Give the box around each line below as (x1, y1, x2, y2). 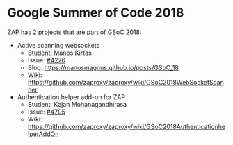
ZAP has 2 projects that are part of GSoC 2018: (7, 28, 142, 36)
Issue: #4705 (27, 108, 66, 116)
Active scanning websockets (17, 41, 100, 49)
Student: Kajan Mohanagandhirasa (27, 100, 127, 108)
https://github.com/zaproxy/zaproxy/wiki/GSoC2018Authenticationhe (27, 122, 226, 130)
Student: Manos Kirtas (27, 49, 92, 57)
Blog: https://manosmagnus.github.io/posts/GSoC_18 (27, 63, 179, 71)
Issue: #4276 (27, 56, 66, 64)
